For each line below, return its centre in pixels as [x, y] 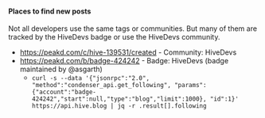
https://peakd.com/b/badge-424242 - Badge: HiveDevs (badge [124, 61]
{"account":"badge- [64, 92]
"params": [190, 86]
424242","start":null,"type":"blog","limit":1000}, [119, 99]
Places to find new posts [50, 11]
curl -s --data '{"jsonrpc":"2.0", [90, 78]
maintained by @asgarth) [61, 69]
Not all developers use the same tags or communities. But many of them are [132, 29]
